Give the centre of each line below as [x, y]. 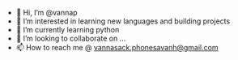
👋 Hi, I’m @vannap [47, 13]
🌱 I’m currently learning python [68, 30]
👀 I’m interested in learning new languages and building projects [123, 21]
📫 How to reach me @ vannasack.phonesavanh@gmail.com [117, 47]
